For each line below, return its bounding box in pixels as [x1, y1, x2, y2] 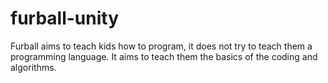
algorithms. [10, 61, 57, 73]
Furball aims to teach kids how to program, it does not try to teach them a [10, 40, 313, 52]
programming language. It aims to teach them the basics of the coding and [10, 50, 318, 62]
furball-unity [10, 7, 120, 30]
